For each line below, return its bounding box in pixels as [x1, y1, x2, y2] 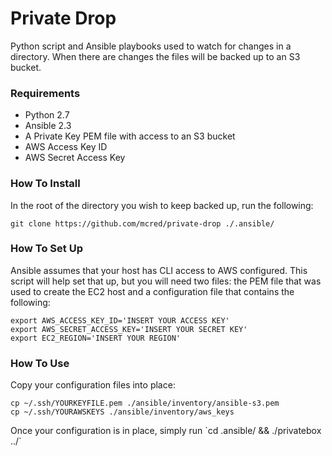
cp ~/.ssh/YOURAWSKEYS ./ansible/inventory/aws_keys [10, 407, 235, 417]
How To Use [10, 356, 70, 370]
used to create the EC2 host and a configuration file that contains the [10, 285, 295, 297]
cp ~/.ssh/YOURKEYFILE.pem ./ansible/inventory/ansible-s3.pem [10, 398, 280, 409]
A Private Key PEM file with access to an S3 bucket [24, 130, 236, 142]
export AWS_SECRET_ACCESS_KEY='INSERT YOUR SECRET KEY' [10, 324, 248, 334]
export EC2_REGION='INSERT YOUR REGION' [10, 333, 182, 343]
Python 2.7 [24, 109, 70, 121]
